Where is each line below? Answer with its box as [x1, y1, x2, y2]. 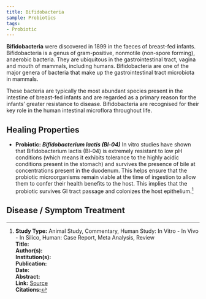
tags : [6, 20, 20, 26]
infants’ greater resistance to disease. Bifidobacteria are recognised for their [6, 100, 199, 108]
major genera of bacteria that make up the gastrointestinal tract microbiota [6, 69, 195, 77]
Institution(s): [15, 253, 51, 260]
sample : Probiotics [6, 15, 56, 21]
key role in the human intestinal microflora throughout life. [6, 107, 153, 114]
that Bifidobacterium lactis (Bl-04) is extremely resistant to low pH [15, 148, 183, 155]
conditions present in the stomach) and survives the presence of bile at [15, 161, 196, 168]
